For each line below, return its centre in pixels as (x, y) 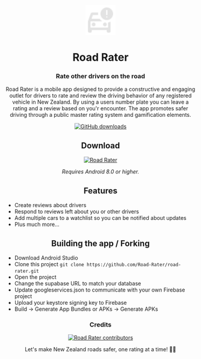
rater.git (27, 271)
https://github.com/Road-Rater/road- (134, 264)
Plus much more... (37, 225)
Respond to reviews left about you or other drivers (77, 211)
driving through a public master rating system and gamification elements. (100, 115)
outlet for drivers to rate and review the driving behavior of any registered (100, 96)
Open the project (35, 277)
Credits (100, 325)
